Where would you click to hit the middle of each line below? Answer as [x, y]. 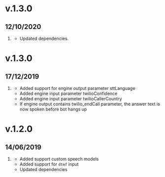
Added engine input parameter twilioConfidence [68, 93]
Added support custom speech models [59, 159]
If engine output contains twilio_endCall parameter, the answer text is [90, 104]
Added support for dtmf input [49, 164]
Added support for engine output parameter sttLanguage [77, 88]
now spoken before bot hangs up [53, 109]
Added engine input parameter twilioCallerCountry [71, 99]
